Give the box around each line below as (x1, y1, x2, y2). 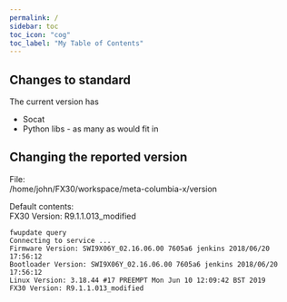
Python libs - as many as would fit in (22, 123, 159, 134)
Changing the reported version (9, 150, 188, 165)
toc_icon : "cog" (9, 30, 71, 39)
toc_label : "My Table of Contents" (9, 38, 144, 48)
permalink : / (9, 13, 59, 23)
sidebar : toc (9, 22, 59, 31)
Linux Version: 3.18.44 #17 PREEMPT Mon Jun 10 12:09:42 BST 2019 (9, 276, 266, 285)
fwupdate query (9, 228, 67, 237)
